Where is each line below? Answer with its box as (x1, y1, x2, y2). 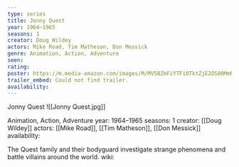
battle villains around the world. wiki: (7, 153, 115, 161)
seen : (7, 57, 23, 64)
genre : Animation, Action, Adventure (7, 50, 119, 58)
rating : (7, 63, 31, 70)
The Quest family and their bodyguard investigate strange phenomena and (7, 145, 226, 153)
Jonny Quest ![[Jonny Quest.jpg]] (7, 102, 106, 111)
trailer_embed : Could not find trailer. (7, 76, 129, 84)
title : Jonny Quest (7, 17, 65, 24)
